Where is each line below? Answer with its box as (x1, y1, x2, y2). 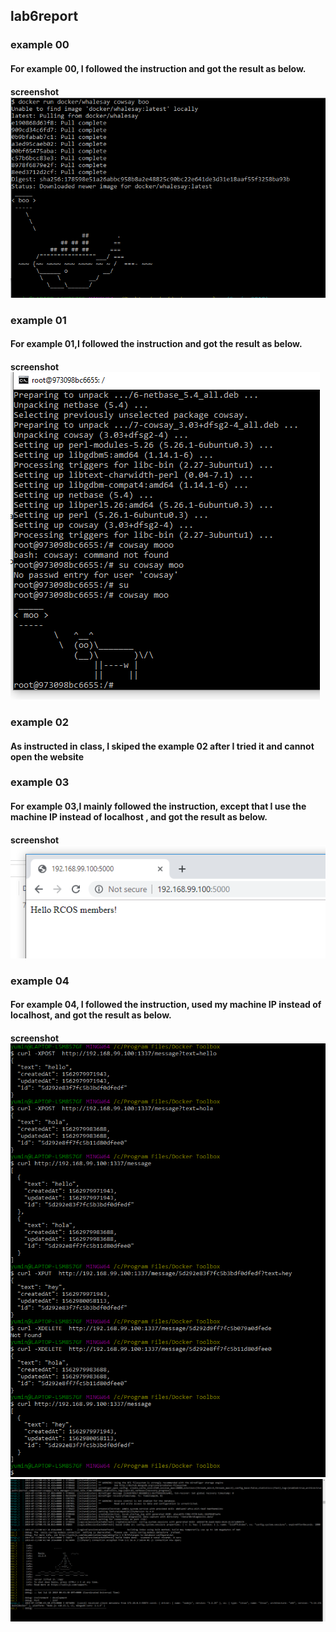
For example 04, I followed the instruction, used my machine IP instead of (10, 999, 322, 1011)
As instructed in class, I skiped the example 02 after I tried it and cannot (10, 740, 315, 752)
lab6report (10, 8, 79, 25)
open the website (10, 750, 85, 763)
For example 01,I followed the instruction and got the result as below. (10, 338, 303, 350)
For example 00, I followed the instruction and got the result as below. (10, 62, 307, 74)
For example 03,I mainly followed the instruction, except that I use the (10, 800, 307, 813)
